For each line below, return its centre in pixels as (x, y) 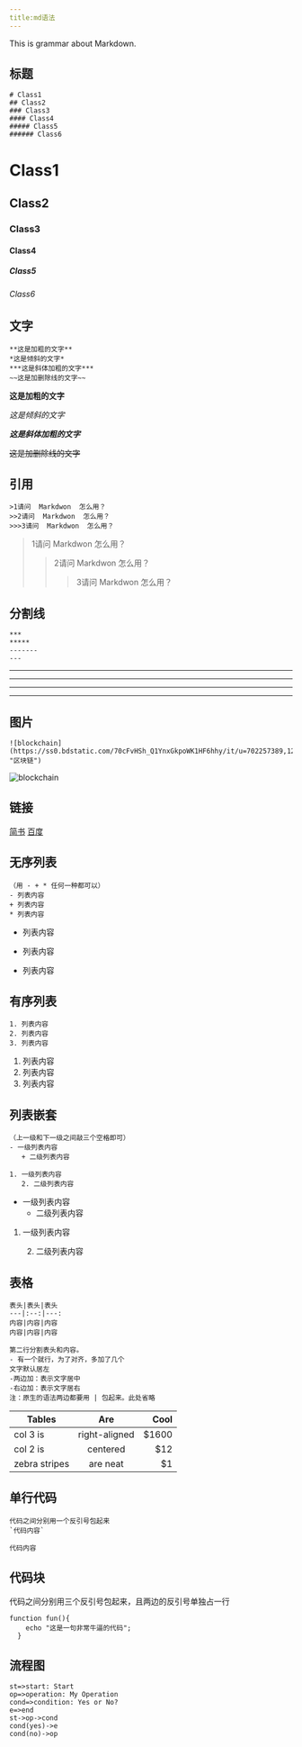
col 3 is (29, 1435)
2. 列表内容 (29, 1034)
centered (106, 1449)
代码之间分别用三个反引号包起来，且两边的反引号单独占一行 (120, 1601)
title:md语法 (32, 18)
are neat (106, 1464)
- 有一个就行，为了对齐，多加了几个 (67, 1360)
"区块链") (26, 760)
